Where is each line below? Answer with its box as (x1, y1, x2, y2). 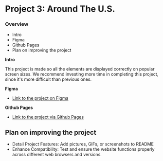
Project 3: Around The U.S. (5, 3, 115, 15)
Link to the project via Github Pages (12, 114, 84, 120)
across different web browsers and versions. (12, 152, 102, 158)
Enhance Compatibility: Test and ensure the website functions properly (12, 146, 155, 152)
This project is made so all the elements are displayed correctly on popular (5, 66, 155, 72)
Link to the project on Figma (12, 95, 69, 101)
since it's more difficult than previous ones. (5, 76, 91, 82)
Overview (5, 21, 29, 28)
